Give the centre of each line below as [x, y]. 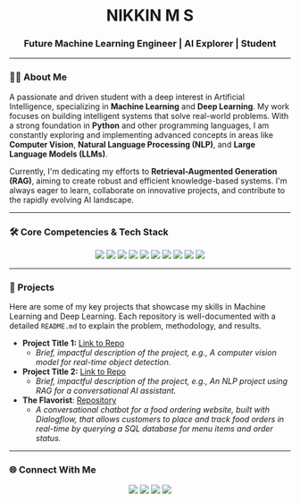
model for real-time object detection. [103, 362]
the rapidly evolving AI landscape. [71, 200]
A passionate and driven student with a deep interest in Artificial [127, 97]
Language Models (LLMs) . [59, 154]
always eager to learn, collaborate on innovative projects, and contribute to [147, 190]
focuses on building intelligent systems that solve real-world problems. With [149, 115]
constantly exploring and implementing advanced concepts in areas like [142, 134]
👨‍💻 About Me [38, 77]
